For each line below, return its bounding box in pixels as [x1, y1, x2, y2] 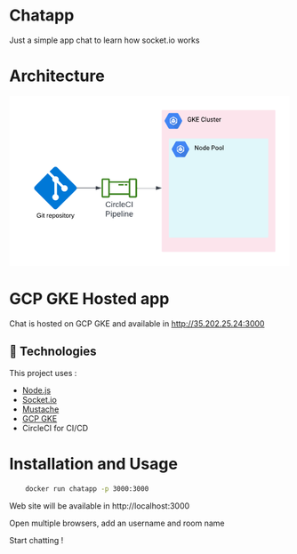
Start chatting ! [9, 534, 64, 545]
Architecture [9, 66, 105, 86]
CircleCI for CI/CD [21, 422, 89, 433]
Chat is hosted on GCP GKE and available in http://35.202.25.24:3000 [9, 318, 265, 329]
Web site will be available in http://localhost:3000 [9, 500, 190, 511]
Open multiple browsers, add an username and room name [9, 518, 225, 528]
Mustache [21, 404, 60, 414]
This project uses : [9, 367, 77, 378]
